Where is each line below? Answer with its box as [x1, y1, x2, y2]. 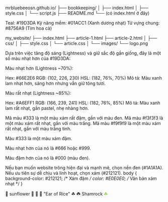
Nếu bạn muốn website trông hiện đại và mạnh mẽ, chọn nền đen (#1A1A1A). [5, 165, 163, 171]
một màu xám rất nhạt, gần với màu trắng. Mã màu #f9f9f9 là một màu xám [5, 120, 161, 126]
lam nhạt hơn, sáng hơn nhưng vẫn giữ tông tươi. [5, 81, 106, 86]
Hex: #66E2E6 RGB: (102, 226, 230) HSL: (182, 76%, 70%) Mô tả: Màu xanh [5, 75, 162, 81]
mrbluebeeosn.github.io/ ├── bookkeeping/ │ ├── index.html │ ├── [5, 5, 148, 11]
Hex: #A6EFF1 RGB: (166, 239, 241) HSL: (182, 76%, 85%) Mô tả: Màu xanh [5, 100, 160, 106]
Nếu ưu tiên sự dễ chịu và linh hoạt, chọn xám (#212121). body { [5, 170, 137, 176]
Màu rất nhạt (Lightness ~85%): [5, 90, 71, 96]
